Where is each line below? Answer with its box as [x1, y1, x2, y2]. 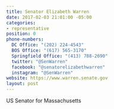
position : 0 [6, 31, 36, 37]
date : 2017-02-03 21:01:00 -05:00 [6, 14, 93, 20]
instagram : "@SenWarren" [11, 70, 73, 76]
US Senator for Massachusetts [6, 97, 82, 104]
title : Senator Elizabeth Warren [6, 8, 90, 15]
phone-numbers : [6, 36, 44, 42]
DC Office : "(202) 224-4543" [11, 42, 84, 48]
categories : [6, 20, 36, 26]
